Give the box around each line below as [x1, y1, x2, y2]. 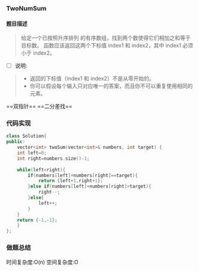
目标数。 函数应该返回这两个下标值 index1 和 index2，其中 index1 [20, 42, 182, 49]
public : [6, 139, 26, 145]
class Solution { [6, 133, 47, 139]
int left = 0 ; [17, 150, 47, 156]
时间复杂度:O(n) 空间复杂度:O [6, 258, 79, 266]
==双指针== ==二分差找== [6, 103, 73, 110]
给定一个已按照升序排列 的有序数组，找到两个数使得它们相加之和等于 [20, 34, 191, 41]
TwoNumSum [6, 4, 47, 13]
